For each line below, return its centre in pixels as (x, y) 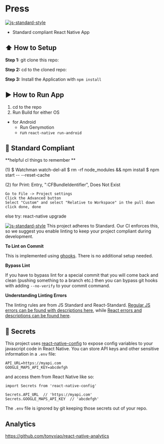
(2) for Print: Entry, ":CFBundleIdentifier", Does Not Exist (63, 185)
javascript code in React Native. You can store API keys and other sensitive (82, 349)
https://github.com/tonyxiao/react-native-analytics (57, 436)
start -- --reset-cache (28, 175)
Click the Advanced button (33, 198)
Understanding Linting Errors (36, 295)
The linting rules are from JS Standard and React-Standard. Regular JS (78, 305)
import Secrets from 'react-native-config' (51, 386)
